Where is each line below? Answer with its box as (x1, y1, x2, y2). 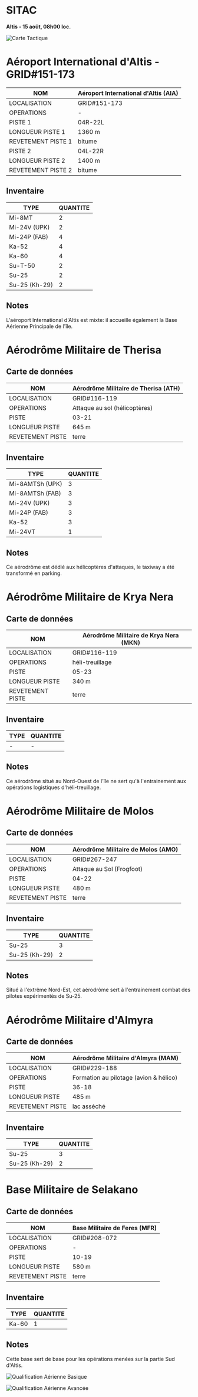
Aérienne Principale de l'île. (6, 323, 73, 330)
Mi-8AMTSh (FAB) (9, 489, 61, 498)
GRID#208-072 (72, 1234, 117, 1242)
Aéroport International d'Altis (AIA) (77, 89, 179, 97)
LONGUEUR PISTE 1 (9, 127, 66, 136)
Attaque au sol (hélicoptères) (72, 403, 153, 412)
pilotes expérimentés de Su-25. (6, 992, 82, 1000)
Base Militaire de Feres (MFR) (72, 1224, 157, 1232)
